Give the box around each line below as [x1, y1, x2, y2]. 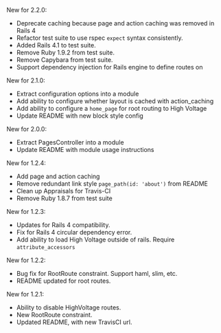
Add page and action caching [16, 172, 100, 180]
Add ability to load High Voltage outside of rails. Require [16, 235, 175, 244]
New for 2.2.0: [6, 6, 47, 14]
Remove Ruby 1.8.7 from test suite [16, 194, 113, 202]
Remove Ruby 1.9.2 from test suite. [16, 48, 115, 56]
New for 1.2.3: [6, 208, 46, 215]
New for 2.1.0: [6, 76, 45, 85]
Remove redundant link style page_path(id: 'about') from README [16, 180, 209, 188]
